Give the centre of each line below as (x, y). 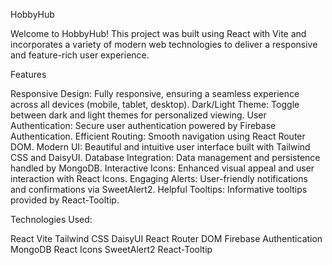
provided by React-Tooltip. (65, 200)
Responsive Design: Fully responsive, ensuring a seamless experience (155, 93)
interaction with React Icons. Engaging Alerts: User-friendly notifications (159, 178)
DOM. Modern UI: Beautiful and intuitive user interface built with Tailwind (160, 147)
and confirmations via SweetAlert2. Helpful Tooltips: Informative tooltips (159, 189)
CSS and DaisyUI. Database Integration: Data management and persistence (165, 157)
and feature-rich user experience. (80, 55)
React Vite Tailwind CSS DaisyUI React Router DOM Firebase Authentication (166, 238)
